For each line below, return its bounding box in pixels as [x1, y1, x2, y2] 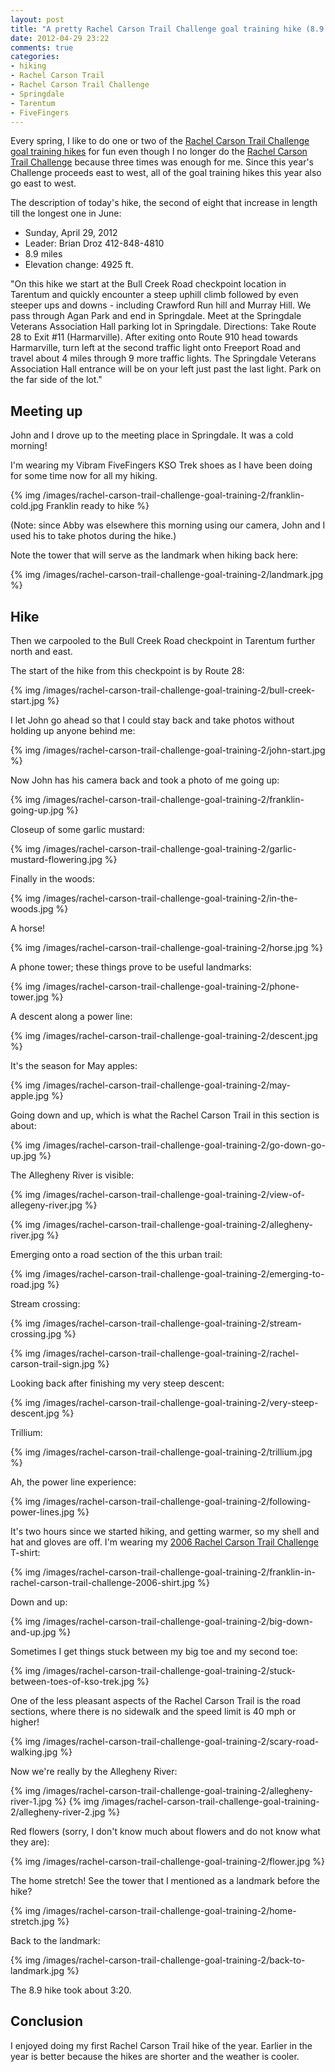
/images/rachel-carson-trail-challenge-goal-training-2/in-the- [42, 892, 298, 904]
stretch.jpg [10, 1916, 55, 1927]
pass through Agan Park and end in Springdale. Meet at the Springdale [10, 310, 302, 322]
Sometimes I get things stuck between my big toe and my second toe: [10, 1646, 298, 1657]
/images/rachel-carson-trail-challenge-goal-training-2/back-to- [42, 1954, 306, 1966]
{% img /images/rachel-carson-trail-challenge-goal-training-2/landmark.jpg [10, 569, 324, 581]
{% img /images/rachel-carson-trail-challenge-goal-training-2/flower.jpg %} [10, 1856, 325, 1867]
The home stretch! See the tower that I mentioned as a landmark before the [10, 1875, 320, 1886]
